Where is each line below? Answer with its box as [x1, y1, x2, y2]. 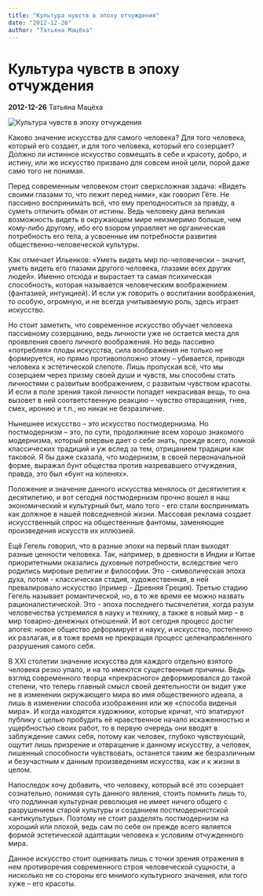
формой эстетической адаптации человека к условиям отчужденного [8, 830, 244, 840]
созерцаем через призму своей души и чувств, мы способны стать [8, 371, 236, 380]
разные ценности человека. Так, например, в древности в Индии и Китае [8, 550, 256, 559]
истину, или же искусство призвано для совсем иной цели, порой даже [8, 158, 250, 167]
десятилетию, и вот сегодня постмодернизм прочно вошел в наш [8, 492, 230, 503]
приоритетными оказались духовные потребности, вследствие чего [8, 558, 239, 568]
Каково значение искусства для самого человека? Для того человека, [8, 133, 247, 142]
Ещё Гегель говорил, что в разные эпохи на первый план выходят [8, 541, 229, 550]
